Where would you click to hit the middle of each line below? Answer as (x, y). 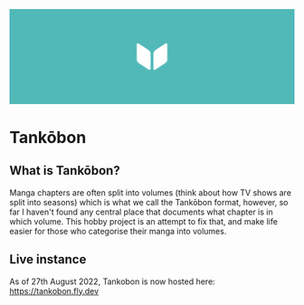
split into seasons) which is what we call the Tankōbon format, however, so (149, 202)
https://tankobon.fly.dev (54, 291)
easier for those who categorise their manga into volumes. (118, 231)
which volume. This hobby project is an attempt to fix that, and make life (144, 221)
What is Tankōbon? (65, 171)
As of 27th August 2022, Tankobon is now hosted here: (112, 281)
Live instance (48, 259)
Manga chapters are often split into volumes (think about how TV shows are (151, 192)
